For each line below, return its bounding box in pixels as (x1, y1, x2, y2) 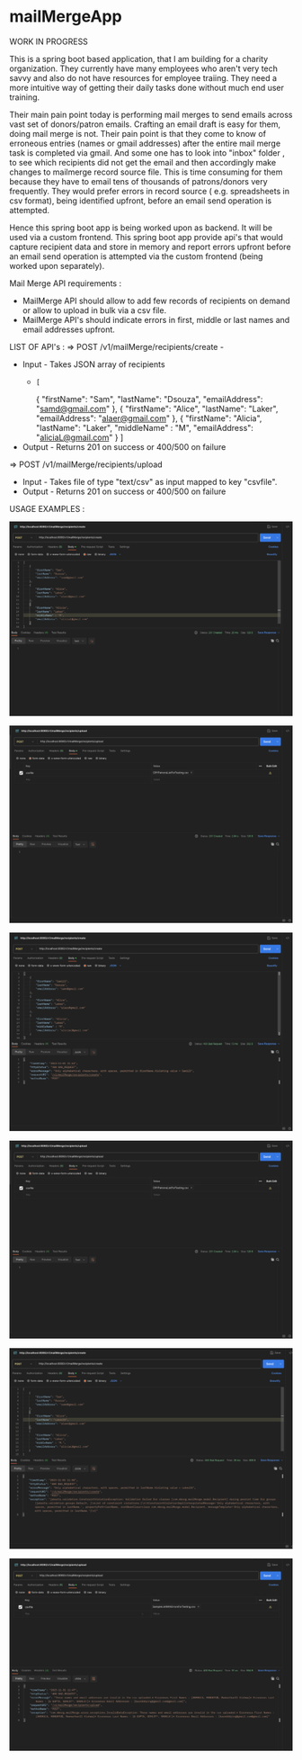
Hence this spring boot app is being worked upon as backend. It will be (9, 222, 272, 233)
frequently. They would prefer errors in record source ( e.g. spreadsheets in (9, 185, 290, 196)
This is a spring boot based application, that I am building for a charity (9, 53, 269, 64)
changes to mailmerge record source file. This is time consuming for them (9, 166, 283, 177)
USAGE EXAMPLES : (9, 503, 85, 514)
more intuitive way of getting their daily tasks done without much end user (9, 82, 285, 93)
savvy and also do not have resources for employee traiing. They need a (9, 72, 277, 83)
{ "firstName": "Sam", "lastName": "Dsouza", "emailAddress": (35, 393, 263, 404)
